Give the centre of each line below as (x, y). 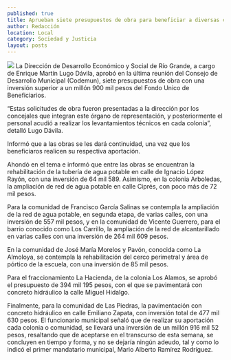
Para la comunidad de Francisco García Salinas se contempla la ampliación (113, 207)
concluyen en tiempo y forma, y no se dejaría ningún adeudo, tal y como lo (113, 342)
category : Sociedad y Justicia (52, 39)
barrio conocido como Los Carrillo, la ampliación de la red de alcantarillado (113, 229)
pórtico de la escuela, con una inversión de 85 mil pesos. (88, 264)
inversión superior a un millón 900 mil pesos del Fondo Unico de (98, 88)
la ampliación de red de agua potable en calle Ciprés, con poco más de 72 (112, 186)
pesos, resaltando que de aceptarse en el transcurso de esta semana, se (110, 335)
